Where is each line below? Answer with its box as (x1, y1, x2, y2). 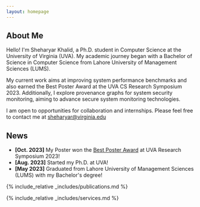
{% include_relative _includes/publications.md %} (6, 183, 128, 190)
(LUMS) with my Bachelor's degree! (14, 171, 103, 179)
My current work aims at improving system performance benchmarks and (6, 77, 187, 84)
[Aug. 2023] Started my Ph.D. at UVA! (14, 159, 108, 166)
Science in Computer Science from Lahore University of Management (6, 59, 177, 66)
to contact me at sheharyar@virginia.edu (6, 113, 106, 120)
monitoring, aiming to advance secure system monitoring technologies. (6, 95, 180, 103)
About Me (6, 31, 43, 41)
